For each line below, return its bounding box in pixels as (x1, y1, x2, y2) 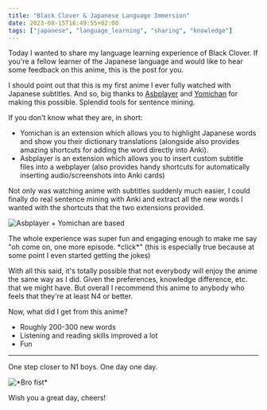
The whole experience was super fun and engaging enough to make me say (8, 234, 257, 244)
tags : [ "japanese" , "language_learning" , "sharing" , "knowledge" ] (8, 26, 233, 34)
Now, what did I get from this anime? (8, 307, 129, 317)
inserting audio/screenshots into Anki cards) (19, 170, 165, 180)
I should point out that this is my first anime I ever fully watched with (8, 80, 232, 90)
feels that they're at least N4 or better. (8, 291, 133, 301)
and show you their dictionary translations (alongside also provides (19, 137, 240, 146)
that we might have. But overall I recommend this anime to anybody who (8, 283, 245, 293)
